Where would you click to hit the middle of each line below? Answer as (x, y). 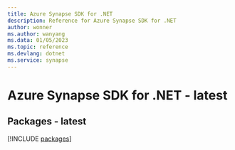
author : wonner (30, 27)
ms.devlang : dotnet (36, 54)
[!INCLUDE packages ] (40, 139)
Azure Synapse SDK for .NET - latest (117, 95)
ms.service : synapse (38, 60)
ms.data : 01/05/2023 (38, 41)
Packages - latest (47, 122)
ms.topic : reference (38, 47)
